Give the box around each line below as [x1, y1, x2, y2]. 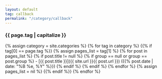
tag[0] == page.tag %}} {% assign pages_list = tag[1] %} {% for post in [5, 48, 147, 53]
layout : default [5, 7, 38, 12]
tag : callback [5, 12, 34, 16]
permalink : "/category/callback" [5, 16, 73, 21]
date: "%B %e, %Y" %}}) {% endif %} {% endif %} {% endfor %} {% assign [5, 63, 157, 69]
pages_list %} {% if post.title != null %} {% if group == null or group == [5, 53, 147, 59]
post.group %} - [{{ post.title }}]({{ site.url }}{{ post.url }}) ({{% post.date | [5, 58, 153, 64]
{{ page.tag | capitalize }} [5, 32, 67, 39]
